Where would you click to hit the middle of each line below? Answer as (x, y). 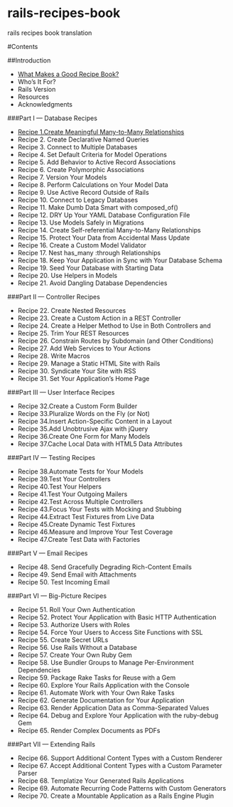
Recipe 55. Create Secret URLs (63, 640)
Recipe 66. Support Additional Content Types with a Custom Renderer (120, 758)
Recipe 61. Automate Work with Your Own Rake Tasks (96, 693)
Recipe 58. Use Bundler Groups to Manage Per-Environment (105, 662)
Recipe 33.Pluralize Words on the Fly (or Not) (84, 413)
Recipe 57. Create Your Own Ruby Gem (75, 655)
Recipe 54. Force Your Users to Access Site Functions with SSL (110, 632)
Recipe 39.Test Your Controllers (64, 479)
